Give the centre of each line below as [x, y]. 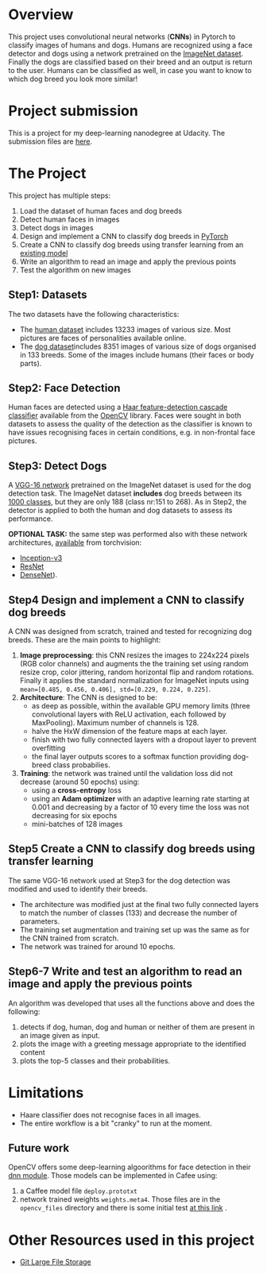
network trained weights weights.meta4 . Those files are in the [120, 1199]
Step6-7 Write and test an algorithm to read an [125, 972]
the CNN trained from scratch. [69, 938]
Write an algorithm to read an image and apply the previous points [128, 261]
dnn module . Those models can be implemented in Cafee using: [113, 1176]
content [32, 1052]
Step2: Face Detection [64, 388]
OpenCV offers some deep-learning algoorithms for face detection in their [130, 1167]
